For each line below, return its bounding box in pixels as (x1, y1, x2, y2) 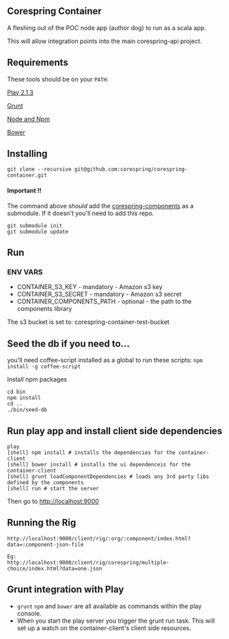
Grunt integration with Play (7, 584, 124, 595)
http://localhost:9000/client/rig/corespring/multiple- (7, 559, 170, 566)
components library (16, 305, 72, 313)
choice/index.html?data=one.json (7, 565, 103, 572)
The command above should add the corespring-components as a (7, 201, 194, 210)
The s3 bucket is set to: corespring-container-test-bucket (7, 318, 170, 326)
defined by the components (7, 479, 84, 486)
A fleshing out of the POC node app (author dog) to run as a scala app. (7, 23, 206, 32)
